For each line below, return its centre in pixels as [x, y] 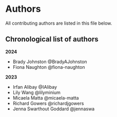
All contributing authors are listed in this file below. [59, 23]
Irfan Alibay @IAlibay [35, 87]
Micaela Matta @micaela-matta [46, 98]
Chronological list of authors [52, 39]
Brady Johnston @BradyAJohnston [50, 62]
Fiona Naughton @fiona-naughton [49, 67]
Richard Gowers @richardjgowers [48, 103]
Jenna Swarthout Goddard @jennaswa [54, 109]
